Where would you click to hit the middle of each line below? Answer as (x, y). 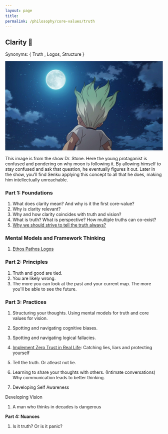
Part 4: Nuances (22, 416)
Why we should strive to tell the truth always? (59, 225)
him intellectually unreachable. (37, 180)
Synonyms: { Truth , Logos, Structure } (45, 54)
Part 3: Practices (26, 302)
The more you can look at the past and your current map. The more (82, 283)
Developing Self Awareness (41, 387)
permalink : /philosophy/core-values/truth (50, 21)
